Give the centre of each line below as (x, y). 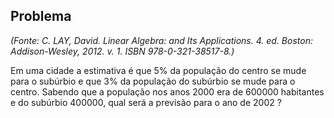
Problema (41, 16)
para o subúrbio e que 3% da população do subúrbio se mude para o (153, 81)
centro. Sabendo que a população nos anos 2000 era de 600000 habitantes (167, 91)
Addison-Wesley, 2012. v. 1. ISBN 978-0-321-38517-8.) (122, 51)
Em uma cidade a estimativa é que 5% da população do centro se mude (158, 70)
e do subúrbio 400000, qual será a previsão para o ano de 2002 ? (146, 102)
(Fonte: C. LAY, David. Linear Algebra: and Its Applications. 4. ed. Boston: (161, 40)
